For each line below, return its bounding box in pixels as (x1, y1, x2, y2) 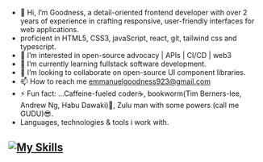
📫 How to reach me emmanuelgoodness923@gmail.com (19, 77, 211, 86)
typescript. (19, 42, 56, 52)
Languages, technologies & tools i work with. (19, 118, 169, 127)
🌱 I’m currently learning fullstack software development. (19, 59, 207, 69)
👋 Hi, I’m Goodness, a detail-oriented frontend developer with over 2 (19, 8, 248, 17)
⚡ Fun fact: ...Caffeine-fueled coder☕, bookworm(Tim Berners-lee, (19, 89, 242, 98)
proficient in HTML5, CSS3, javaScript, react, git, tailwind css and (19, 33, 237, 43)
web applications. (19, 25, 79, 34)
